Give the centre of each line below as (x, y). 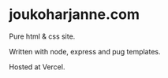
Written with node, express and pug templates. (85, 51)
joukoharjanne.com (75, 15)
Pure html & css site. (42, 36)
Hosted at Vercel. (37, 67)
